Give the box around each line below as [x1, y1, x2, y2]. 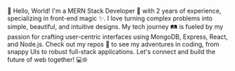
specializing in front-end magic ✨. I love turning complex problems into [7, 14, 213, 22]
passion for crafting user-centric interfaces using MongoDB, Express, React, [7, 32, 228, 41]
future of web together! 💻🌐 [7, 56, 88, 63]
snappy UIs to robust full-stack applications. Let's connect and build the [7, 48, 216, 56]
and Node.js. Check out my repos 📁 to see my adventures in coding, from [7, 40, 220, 49]
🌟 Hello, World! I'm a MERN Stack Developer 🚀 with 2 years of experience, [7, 7, 222, 15]
